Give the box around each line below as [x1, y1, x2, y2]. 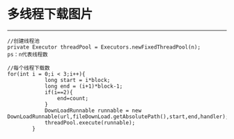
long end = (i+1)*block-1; [44, 83, 123, 90]
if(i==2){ [44, 88, 73, 96]
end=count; [56, 95, 89, 101]
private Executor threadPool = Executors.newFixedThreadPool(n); [7, 43, 201, 51]
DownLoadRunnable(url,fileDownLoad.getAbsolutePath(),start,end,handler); [7, 113, 229, 120]
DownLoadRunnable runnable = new [44, 107, 141, 114]
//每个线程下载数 [7, 64, 50, 72]
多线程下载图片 [7, 6, 93, 22]
